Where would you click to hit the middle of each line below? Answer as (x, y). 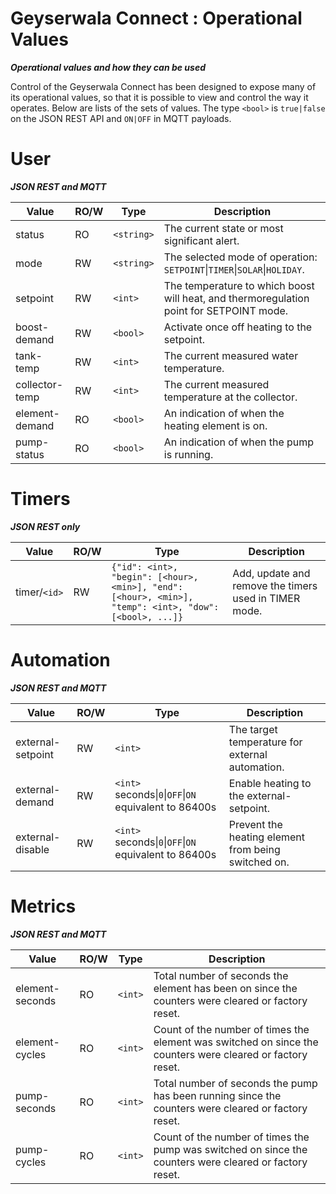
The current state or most (223, 228)
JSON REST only (45, 526)
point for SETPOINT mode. (226, 310)
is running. (188, 454)
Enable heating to (270, 783)
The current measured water (231, 355)
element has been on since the (225, 988)
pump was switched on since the (230, 1149)
